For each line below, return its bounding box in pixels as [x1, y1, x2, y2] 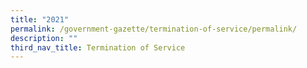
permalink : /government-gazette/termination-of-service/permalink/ [10, 24, 298, 34]
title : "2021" [10, 14, 70, 25]
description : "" [10, 33, 78, 43]
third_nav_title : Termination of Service [10, 42, 186, 53]
